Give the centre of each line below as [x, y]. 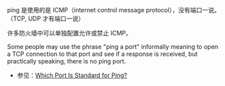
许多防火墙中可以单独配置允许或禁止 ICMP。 [69, 33]
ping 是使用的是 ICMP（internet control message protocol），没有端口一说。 [114, 10]
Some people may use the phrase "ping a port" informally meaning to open [113, 47]
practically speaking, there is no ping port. [67, 61]
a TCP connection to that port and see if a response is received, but [103, 54]
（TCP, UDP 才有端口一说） [46, 18]
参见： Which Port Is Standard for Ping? [72, 75]
